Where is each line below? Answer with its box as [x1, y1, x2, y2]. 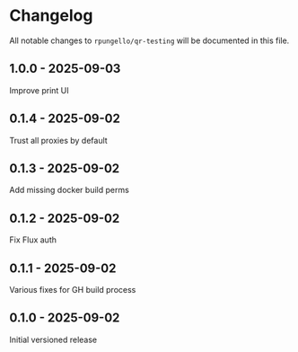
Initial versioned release [9, 334, 98, 345]
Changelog [9, 5, 93, 26]
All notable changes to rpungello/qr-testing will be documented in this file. [9, 35, 290, 46]
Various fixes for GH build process [9, 285, 136, 295]
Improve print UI [9, 84, 69, 95]
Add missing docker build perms [9, 185, 130, 196]
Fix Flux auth [9, 234, 57, 245]
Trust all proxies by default [9, 135, 108, 145]
